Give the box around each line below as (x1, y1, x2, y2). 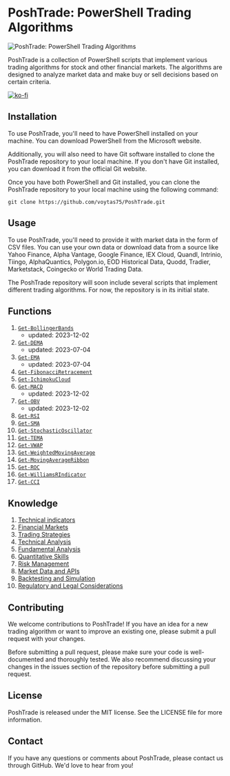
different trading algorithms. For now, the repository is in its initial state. (8, 285, 209, 294)
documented (8, 655, 44, 663)
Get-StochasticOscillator (17, 427, 92, 435)
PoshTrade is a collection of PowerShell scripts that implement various (8, 55, 208, 63)
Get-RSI (17, 413, 40, 420)
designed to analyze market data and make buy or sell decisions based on (8, 70, 219, 79)
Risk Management (17, 560, 70, 568)
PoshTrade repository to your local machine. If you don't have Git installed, (8, 157, 220, 165)
